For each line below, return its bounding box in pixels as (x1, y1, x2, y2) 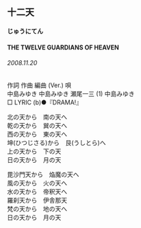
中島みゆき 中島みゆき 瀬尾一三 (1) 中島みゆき (7, 89, 135, 98)
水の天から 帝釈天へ (7, 187, 67, 196)
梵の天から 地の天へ (7, 205, 67, 213)
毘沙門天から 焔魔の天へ (7, 170, 79, 179)
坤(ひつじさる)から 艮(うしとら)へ (7, 138, 106, 146)
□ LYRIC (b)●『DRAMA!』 (7, 98, 83, 106)
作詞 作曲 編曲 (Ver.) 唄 (7, 81, 72, 89)
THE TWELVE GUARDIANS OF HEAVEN (7, 43, 120, 52)
